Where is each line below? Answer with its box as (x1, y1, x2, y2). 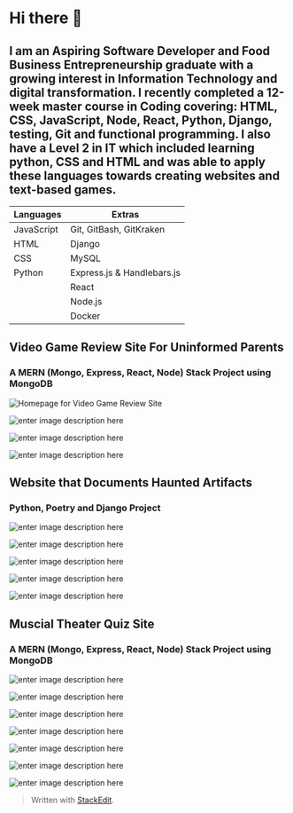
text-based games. (9, 182, 117, 197)
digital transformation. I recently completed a (9, 84, 264, 100)
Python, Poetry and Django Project (9, 501, 161, 514)
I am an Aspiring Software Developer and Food (9, 43, 271, 59)
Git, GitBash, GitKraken (70, 224, 166, 235)
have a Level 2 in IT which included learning (9, 140, 255, 155)
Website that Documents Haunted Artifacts (9, 475, 253, 491)
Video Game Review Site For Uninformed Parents (9, 340, 285, 355)
